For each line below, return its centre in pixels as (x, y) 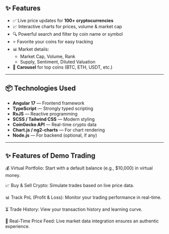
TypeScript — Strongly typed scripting (53, 108)
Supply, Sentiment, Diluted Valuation (58, 62)
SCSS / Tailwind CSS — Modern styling (54, 119)
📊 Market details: (31, 49)
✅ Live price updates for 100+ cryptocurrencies (63, 20)
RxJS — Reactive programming (45, 113)
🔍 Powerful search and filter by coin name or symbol (68, 34)
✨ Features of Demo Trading (50, 156)
